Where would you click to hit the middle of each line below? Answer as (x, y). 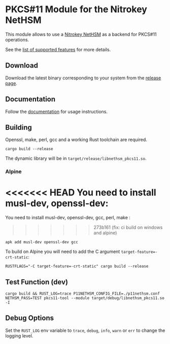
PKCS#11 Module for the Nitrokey (76, 9)
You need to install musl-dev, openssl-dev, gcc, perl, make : (68, 218)
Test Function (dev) (37, 282)
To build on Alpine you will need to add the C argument (63, 252)
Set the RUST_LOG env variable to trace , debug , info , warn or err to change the (85, 330)
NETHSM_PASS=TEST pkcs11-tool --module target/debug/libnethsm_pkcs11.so (85, 298)
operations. (17, 40)
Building (19, 127)
